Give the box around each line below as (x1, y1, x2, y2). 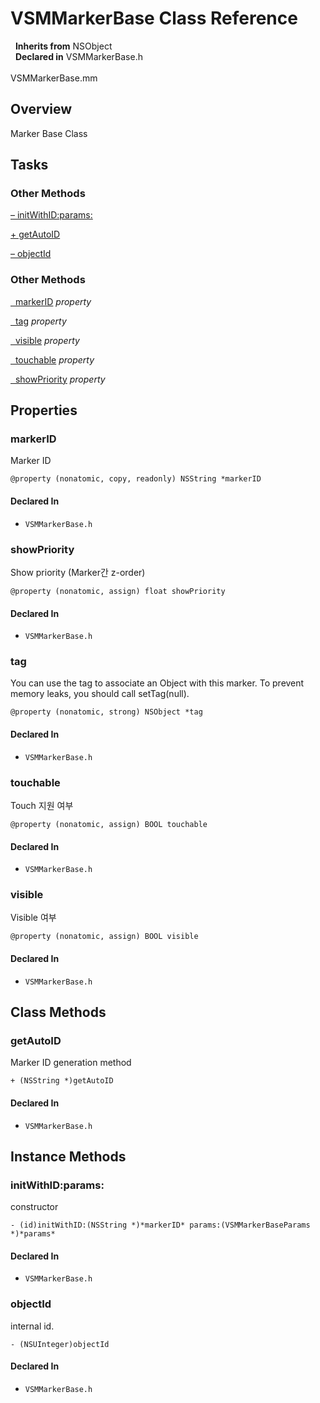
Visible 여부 (10, 912, 57, 924)
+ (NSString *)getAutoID (10, 1076, 114, 1086)
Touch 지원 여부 (10, 799, 74, 811)
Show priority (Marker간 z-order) (10, 566, 146, 578)
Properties (10, 402, 78, 419)
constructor (10, 1201, 59, 1213)
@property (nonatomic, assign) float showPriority (10, 586, 226, 596)
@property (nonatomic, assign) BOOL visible (10, 932, 199, 942)
